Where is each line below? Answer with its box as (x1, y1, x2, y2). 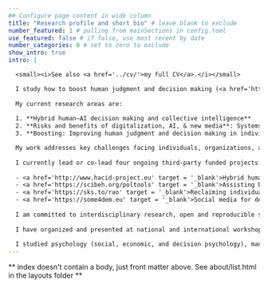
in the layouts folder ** (8, 270, 83, 280)
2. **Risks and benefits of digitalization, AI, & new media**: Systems (15, 122, 262, 130)
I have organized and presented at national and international (15, 225, 230, 234)
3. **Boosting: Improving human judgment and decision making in (15, 129, 238, 138)
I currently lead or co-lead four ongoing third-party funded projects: (15, 159, 262, 167)
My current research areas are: (15, 100, 124, 108)
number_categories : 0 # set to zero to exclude (8, 41, 170, 49)
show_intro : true (8, 49, 66, 57)
